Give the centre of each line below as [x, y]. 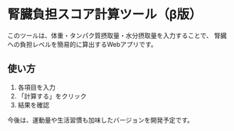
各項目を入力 [36, 87]
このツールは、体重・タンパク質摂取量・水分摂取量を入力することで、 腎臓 [117, 35]
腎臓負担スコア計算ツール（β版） [105, 15]
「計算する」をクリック [52, 96]
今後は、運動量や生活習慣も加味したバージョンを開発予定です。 [101, 120]
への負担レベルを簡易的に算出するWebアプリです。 [83, 44]
